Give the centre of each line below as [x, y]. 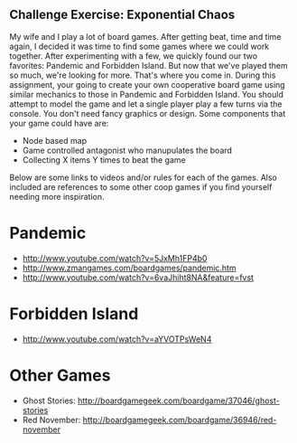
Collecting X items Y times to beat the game [104, 160]
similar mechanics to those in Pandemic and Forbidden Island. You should [147, 94]
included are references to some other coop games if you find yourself [141, 187]
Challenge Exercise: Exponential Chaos [122, 15]
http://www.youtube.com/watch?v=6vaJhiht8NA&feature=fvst [138, 277]
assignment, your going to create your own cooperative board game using [148, 84]
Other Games [60, 375]
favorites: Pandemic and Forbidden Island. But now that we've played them [148, 65]
